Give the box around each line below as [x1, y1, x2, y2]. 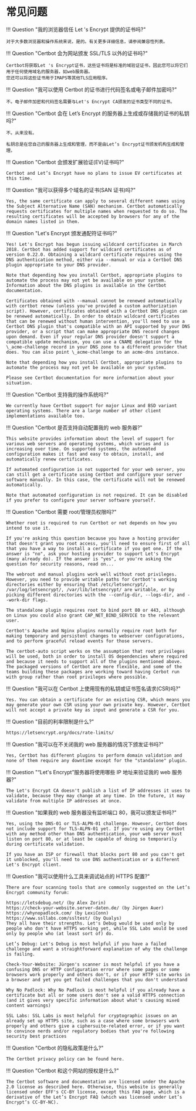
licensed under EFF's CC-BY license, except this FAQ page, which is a [6, 1089, 185, 1095]
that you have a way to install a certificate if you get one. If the [6, 546, 183, 551]
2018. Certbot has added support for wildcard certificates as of [6, 246, 172, 252]
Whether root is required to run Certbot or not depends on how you [6, 520, 177, 526]
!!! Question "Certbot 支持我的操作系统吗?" [6, 391, 109, 398]
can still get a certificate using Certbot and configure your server [6, 472, 183, 477]
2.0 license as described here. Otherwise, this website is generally [6, 1083, 183, 1090]
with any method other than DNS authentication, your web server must [6, 831, 183, 836]
